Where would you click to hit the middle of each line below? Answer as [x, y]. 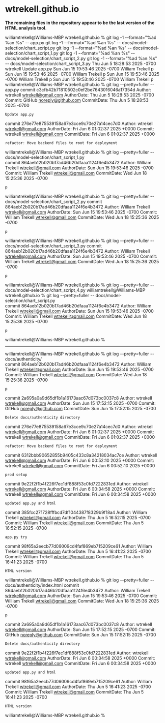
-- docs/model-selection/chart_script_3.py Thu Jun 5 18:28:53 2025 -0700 [81, 63]
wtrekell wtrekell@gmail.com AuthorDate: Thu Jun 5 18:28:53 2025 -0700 [80, 95]
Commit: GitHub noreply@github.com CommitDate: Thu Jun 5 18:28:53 [77, 100]
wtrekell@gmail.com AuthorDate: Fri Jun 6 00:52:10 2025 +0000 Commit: [80, 460]
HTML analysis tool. [26, 28]
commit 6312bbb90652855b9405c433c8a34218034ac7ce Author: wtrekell [81, 455]
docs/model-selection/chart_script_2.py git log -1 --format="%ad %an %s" [81, 58]
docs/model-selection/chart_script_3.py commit [54, 246]
